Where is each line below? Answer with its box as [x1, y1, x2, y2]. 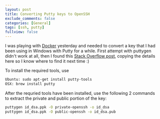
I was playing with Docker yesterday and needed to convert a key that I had [5, 43, 156, 48]
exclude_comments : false [5, 16, 55, 21]
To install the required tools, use [5, 68, 69, 73]
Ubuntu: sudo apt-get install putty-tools [5, 77, 92, 82]
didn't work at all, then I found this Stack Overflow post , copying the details [5, 53, 156, 59]
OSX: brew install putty [5, 81, 55, 86]
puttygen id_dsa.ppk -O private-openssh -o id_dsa [5, 104, 110, 109]
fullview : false [5, 30, 38, 34]
